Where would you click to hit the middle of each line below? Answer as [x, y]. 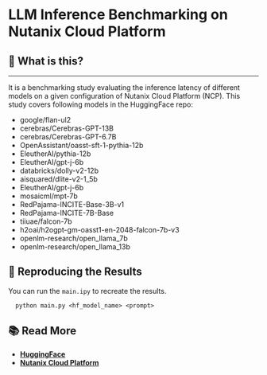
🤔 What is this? [46, 61]
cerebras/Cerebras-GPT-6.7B [68, 137]
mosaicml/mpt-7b [48, 196]
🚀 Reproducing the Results [75, 272]
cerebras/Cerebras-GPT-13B [66, 128]
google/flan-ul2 [45, 120]
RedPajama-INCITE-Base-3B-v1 [72, 204]
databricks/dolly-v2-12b [59, 170]
